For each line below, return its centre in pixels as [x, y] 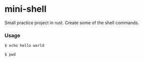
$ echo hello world [24, 46]
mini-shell [26, 9]
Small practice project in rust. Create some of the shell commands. [72, 23]
